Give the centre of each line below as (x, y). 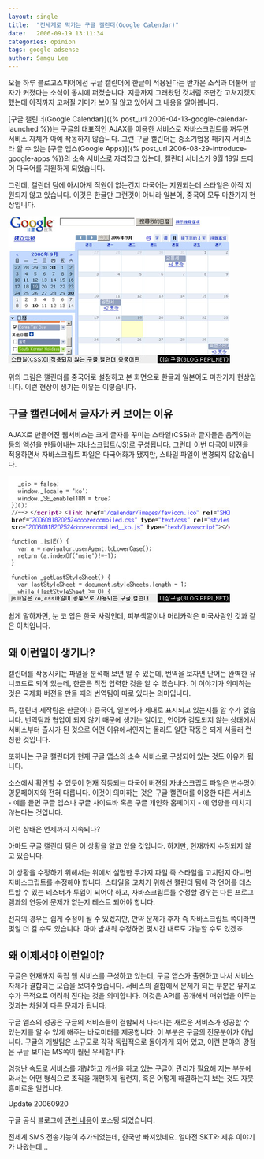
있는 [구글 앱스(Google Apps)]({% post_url (100, 149)
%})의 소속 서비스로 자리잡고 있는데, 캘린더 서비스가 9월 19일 (145, 158)
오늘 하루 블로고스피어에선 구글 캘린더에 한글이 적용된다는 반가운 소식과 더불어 (128, 82)
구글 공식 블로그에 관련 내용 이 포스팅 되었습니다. (82, 1120)
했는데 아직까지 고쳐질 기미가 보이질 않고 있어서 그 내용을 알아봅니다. (113, 102)
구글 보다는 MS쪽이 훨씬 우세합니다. (71, 1052)
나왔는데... (32, 1147)
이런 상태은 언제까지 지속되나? (54, 829)
